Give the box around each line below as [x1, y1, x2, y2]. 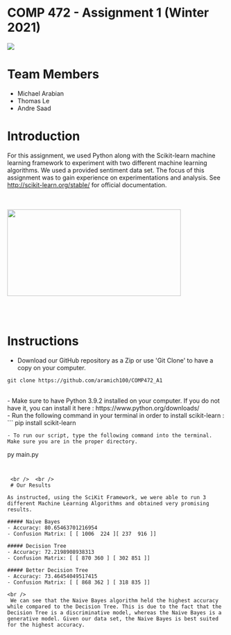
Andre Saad [17, 104, 51, 112]
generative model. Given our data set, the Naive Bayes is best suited [7, 615, 219, 622]
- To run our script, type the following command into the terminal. [7, 432, 213, 439]
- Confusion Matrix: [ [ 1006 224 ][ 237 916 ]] [7, 530, 157, 537]
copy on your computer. [17, 363, 86, 372]
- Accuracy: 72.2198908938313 [7, 548, 95, 555]
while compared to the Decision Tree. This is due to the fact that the [7, 603, 222, 610]
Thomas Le [17, 96, 50, 105]
